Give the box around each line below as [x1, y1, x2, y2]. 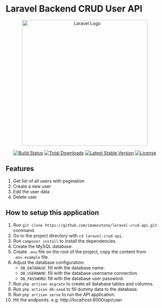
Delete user [13, 194, 37, 200]
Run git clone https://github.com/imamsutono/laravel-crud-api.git [13, 222, 157, 228]
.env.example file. [13, 254, 49, 260]
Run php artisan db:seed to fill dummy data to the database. [13, 286, 138, 292]
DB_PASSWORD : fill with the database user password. [20, 275, 124, 281]
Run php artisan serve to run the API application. [13, 291, 116, 297]
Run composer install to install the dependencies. [13, 238, 117, 244]
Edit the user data [13, 188, 50, 194]
